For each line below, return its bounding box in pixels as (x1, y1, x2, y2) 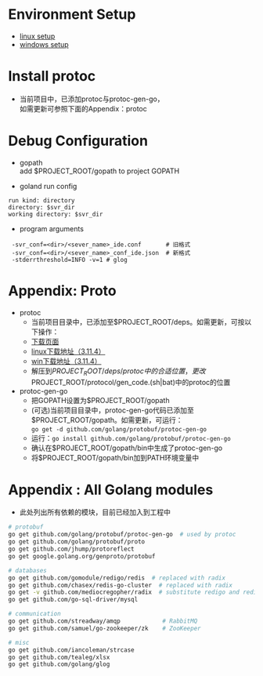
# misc (8, 638, 30, 646)
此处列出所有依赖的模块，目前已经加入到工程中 (19, 507, 171, 517)
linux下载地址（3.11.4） (31, 347, 106, 356)
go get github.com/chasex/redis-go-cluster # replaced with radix (8, 581, 233, 589)
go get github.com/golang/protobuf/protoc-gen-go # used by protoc (8, 531, 236, 539)
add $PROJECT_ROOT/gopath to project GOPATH (19, 166, 180, 176)
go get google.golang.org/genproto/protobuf (8, 552, 156, 560)
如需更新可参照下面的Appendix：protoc (19, 104, 147, 113)
